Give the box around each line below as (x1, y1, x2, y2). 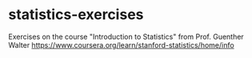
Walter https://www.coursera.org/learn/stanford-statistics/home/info (8, 40, 234, 49)
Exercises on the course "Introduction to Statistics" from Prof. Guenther (8, 32, 244, 41)
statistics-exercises (8, 6, 144, 24)
